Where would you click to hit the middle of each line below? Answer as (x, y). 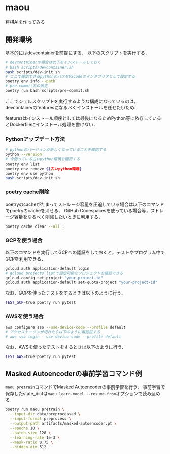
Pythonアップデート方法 (35, 139)
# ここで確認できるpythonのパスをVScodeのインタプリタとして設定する (70, 77)
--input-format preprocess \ (41, 419)
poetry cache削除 (27, 192)
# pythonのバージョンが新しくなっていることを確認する (56, 150)
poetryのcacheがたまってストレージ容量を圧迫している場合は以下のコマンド (85, 204)
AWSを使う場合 (25, 316)
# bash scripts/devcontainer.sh (39, 67)
